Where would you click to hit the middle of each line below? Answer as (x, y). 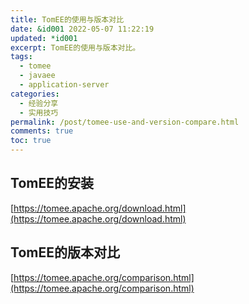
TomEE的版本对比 (65, 252)
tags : (21, 57)
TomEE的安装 (52, 183)
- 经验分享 (39, 103)
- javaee (37, 76)
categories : (35, 94)
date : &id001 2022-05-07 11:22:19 (82, 29)
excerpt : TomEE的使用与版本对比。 (75, 47)
